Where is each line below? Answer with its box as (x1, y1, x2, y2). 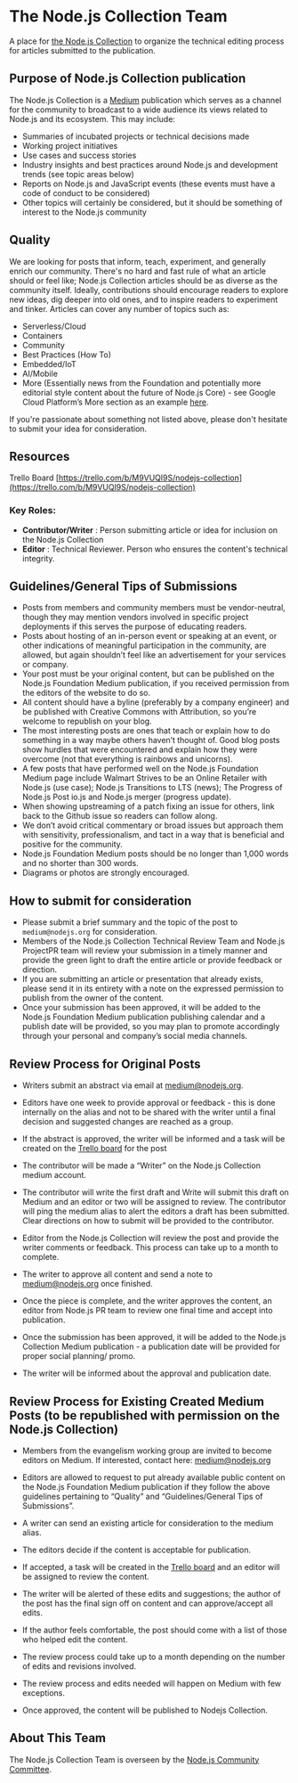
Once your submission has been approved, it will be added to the (21, 1002, 261, 1013)
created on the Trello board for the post (21, 1143, 167, 1154)
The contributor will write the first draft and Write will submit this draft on (21, 1187, 289, 1198)
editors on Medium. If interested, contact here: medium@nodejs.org (21, 1454, 271, 1465)
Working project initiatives (21, 140, 118, 151)
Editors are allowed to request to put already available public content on (21, 1472, 286, 1483)
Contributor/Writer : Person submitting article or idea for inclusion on (21, 524, 278, 536)
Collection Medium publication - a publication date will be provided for (21, 1341, 280, 1352)
